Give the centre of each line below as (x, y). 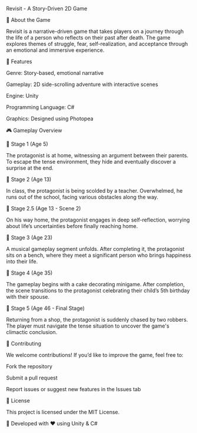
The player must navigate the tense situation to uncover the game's (88, 326)
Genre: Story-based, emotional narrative (55, 73)
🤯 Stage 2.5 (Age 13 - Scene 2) (44, 208)
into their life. (22, 261)
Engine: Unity (22, 96)
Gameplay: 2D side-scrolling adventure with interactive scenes (82, 84)
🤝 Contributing (24, 343)
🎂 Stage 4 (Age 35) (29, 273)
